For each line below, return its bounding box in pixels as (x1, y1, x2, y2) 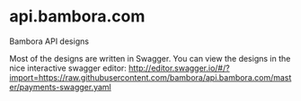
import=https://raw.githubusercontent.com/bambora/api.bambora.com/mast (9, 72, 292, 82)
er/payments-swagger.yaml (9, 81, 111, 92)
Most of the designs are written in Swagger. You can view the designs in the (9, 53, 291, 63)
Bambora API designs (9, 36, 90, 46)
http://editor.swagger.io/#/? (128, 63, 231, 73)
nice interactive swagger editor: (9, 63, 128, 73)
